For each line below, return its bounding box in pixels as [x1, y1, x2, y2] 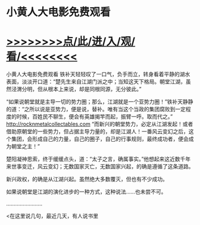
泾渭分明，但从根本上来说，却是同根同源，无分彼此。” [11, 86, 142, 93]
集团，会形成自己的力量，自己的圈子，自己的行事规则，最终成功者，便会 [11, 135, 189, 143]
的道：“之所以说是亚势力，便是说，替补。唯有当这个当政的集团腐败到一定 [6, 105, 186, 113]
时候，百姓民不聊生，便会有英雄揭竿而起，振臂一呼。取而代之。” [16, 113, 173, 120]
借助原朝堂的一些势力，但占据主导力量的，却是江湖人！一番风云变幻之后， [6, 128, 189, 135]
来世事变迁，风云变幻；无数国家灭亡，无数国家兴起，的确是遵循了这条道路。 [6, 163, 194, 170]
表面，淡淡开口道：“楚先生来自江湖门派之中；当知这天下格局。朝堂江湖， [6, 78, 186, 85]
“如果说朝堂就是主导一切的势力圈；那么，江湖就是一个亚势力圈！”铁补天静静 [6, 98, 193, 105]
